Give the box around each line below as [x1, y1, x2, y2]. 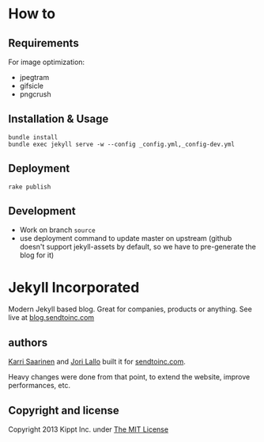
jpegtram [19, 73, 50, 82]
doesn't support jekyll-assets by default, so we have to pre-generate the [19, 242, 257, 252]
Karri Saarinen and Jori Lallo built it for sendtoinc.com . [8, 357, 186, 367]
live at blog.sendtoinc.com [8, 313, 95, 322]
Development [8, 204, 77, 218]
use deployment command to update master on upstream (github [19, 234, 232, 243]
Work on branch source [19, 225, 96, 234]
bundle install [8, 133, 58, 141]
